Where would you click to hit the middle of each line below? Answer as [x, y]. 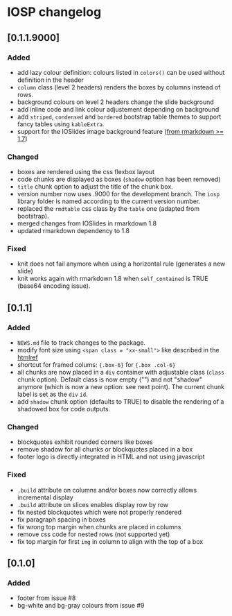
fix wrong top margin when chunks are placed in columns [99, 527]
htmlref [27, 357]
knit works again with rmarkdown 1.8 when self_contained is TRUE [113, 279]
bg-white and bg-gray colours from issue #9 [81, 606]
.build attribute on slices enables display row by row [93, 504]
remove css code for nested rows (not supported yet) [93, 534]
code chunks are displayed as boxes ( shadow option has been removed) [119, 179]
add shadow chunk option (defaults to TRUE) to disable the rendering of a [121, 402]
